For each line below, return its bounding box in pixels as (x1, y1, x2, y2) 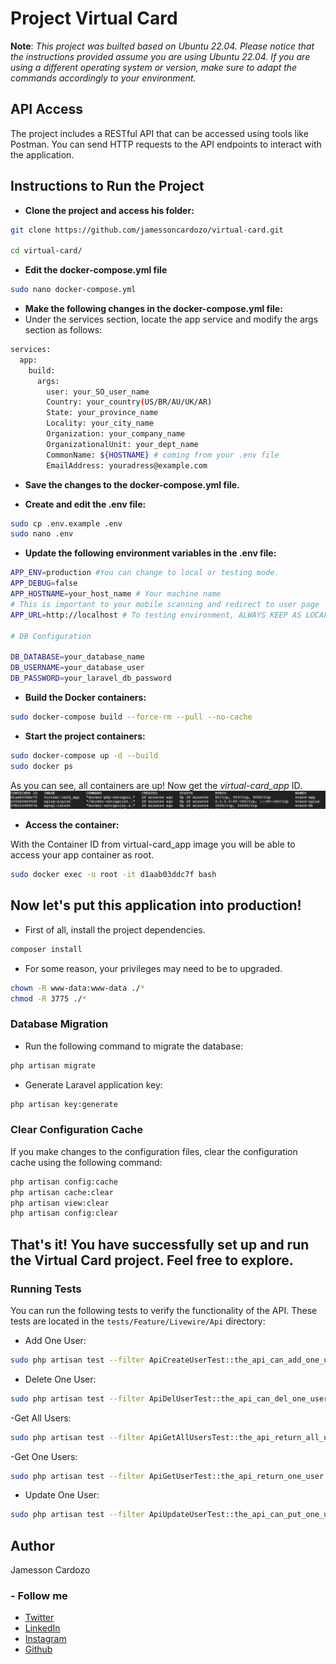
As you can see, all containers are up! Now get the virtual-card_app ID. (10, 779, 303, 791)
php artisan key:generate (10, 1099, 118, 1109)
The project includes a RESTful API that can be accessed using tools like (10, 127, 309, 139)
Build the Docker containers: (24, 691, 147, 703)
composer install (10, 944, 83, 954)
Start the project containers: (24, 730, 146, 742)
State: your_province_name (46, 408, 159, 418)
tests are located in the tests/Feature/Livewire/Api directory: (10, 1315, 266, 1327)
